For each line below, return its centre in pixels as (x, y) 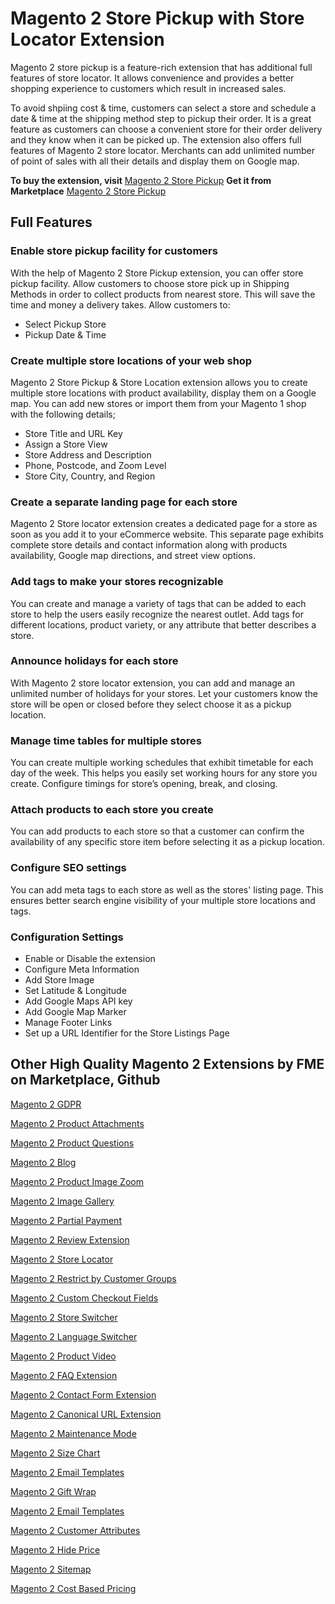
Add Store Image (59, 980)
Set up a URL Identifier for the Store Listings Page (127, 1033)
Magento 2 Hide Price (55, 1549)
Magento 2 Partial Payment (66, 1220)
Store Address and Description (88, 454)
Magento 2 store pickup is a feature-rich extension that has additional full (161, 67)
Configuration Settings (67, 937)
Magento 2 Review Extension (70, 1239)
